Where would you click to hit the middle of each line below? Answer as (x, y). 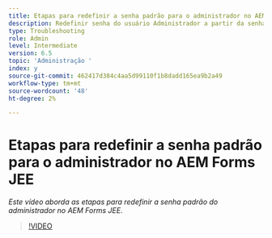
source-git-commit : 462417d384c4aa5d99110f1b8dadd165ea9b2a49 (115, 76)
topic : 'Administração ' (50, 61)
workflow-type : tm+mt (45, 83)
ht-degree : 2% (32, 98)
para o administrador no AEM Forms (132, 163)
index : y (23, 69)
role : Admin (28, 38)
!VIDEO (40, 226)
